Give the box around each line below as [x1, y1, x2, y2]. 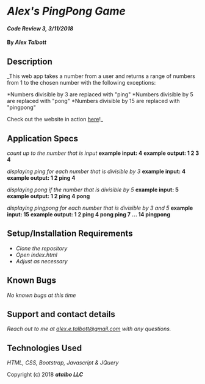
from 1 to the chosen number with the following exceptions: [7, 79, 156, 87]
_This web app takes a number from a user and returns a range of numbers [7, 73, 196, 80]
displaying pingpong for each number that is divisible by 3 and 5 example [7, 204, 193, 212]
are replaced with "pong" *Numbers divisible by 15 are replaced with [7, 98, 181, 105]
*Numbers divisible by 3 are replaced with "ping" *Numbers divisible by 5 [7, 91, 194, 98]
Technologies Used [7, 343, 82, 353]
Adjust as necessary [15, 257, 68, 265]
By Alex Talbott [7, 38, 47, 46]
